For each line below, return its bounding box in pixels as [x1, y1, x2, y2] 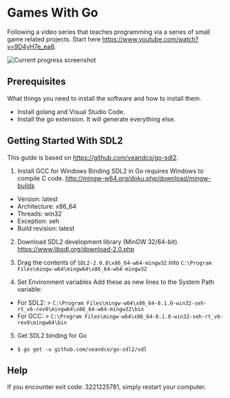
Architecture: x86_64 [17, 202, 77, 210]
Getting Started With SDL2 [7, 135, 123, 146]
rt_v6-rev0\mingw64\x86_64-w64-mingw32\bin [17, 305, 145, 312]
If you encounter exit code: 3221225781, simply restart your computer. [7, 383, 207, 391]
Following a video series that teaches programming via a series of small [7, 28, 211, 36]
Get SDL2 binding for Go [17, 331, 87, 339]
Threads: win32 [17, 209, 62, 218]
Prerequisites [7, 76, 66, 88]
